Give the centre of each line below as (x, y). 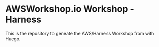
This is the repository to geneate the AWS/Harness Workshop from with (80, 33)
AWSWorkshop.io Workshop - (70, 9)
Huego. (13, 39)
